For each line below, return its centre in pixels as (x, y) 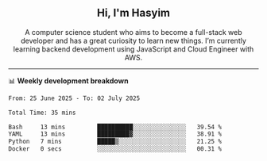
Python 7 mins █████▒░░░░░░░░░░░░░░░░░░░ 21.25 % (115, 142)
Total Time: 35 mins (43, 113)
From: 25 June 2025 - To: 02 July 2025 (74, 98)
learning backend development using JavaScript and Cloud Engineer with (133, 49)
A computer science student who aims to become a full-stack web (133, 32)
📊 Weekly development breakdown (68, 80)
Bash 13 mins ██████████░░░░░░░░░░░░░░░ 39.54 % (115, 127)
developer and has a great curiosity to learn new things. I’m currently (133, 40)
